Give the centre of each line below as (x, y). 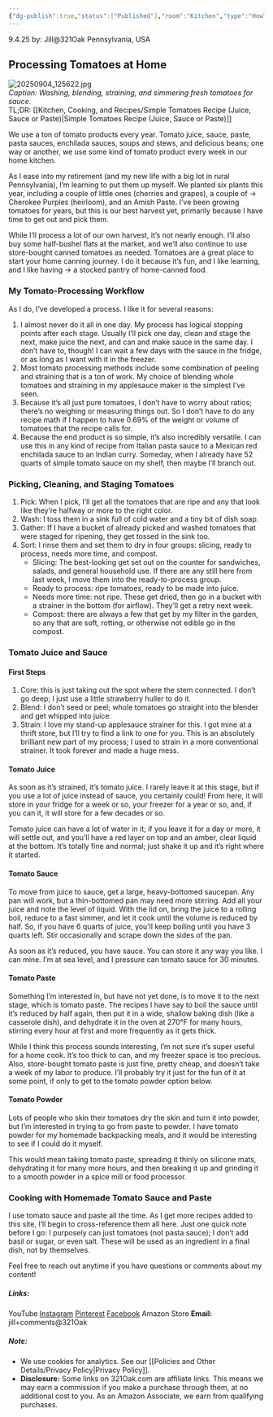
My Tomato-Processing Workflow (76, 291)
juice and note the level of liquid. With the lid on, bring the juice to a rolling (132, 909)
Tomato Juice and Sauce (58, 652)
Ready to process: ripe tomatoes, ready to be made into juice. (136, 588)
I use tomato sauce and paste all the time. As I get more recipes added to (131, 1216)
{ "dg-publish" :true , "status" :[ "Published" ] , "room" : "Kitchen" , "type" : (129, 16)
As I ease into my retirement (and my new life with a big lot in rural (119, 177)
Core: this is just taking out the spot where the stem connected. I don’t (138, 690)
